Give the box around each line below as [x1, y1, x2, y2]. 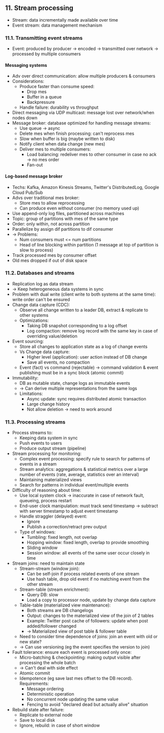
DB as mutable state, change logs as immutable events [19, 380, 131, 386]
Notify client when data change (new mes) [19, 141, 105, 147]
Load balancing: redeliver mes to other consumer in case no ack [26, 152, 157, 157]
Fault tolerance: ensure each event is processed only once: [12, 649, 132, 655]
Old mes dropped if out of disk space [12, 257, 88, 263]
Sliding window [26, 545, 58, 550]
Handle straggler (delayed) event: [19, 514, 87, 519]
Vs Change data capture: [19, 349, 70, 355]
